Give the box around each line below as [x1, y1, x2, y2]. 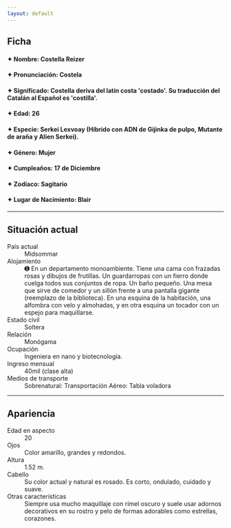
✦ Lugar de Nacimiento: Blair [7, 196, 91, 204]
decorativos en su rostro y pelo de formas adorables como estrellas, [24, 507, 218, 515]
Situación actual [7, 224, 78, 236]
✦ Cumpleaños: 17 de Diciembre [7, 164, 101, 172]
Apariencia [7, 408, 56, 420]
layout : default [7, 10, 54, 17]
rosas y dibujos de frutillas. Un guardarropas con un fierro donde [24, 272, 208, 280]
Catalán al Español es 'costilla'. [7, 94, 98, 102]
